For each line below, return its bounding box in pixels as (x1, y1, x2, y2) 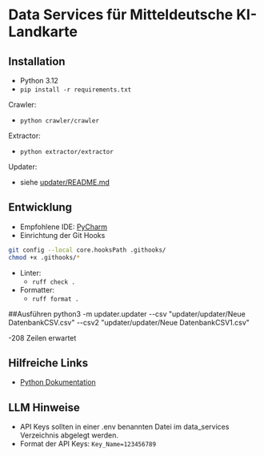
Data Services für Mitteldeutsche (8, 6, 234, 24)
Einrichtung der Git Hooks (19, 230, 106, 240)
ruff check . (31, 278, 76, 286)
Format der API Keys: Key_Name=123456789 (19, 439, 157, 449)
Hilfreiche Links (8, 356, 89, 369)
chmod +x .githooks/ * (8, 253, 81, 261)
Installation (8, 54, 66, 68)
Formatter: (19, 284, 55, 294)
